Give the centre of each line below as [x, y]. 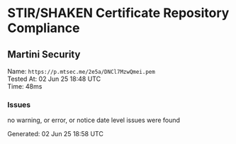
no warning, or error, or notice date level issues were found [94, 120]
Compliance [44, 28]
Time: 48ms [25, 86]
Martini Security [44, 54]
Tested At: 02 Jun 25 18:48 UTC [54, 79]
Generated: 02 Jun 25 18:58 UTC [56, 134]
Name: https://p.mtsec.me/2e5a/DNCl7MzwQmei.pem [82, 71]
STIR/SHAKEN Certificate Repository [118, 13]
